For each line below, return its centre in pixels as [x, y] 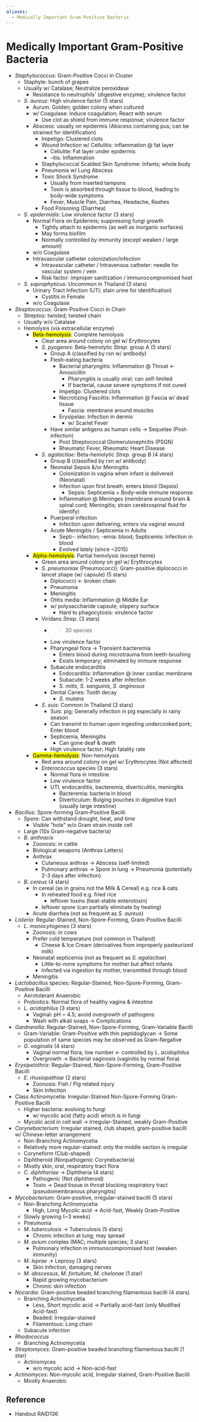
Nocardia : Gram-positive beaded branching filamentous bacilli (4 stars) [102, 1292]
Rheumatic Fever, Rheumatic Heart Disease [112, 448]
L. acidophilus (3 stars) [52, 1008]
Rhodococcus [32, 1337]
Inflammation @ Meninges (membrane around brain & [125, 499]
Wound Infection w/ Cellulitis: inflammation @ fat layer [108, 145]
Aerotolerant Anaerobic [52, 996]
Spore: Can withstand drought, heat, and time [79, 819]
